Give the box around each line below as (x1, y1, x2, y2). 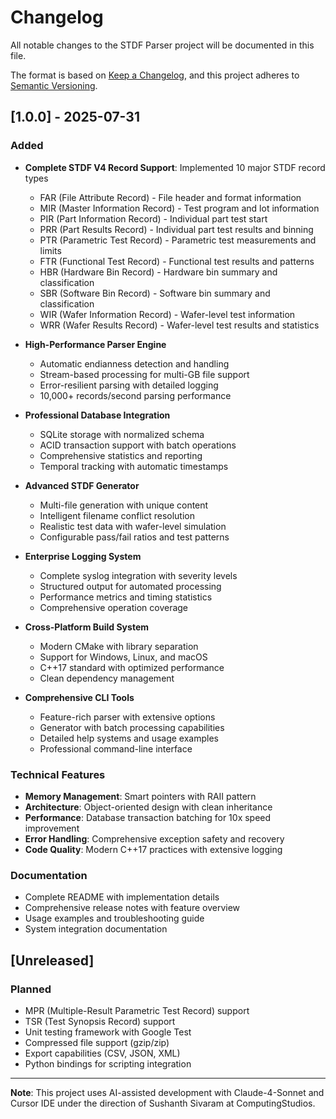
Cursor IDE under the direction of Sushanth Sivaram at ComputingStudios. (10, 1097, 316, 1109)
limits (39, 244, 62, 256)
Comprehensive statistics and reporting (39, 449, 203, 461)
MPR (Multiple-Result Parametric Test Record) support (24, 1004, 250, 1016)
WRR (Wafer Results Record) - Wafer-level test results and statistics (39, 319, 320, 331)
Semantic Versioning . (10, 79, 98, 91)
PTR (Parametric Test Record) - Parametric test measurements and (39, 234, 317, 246)
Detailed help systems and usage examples (39, 732, 219, 744)
